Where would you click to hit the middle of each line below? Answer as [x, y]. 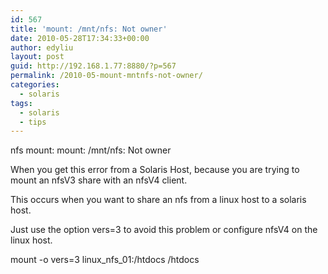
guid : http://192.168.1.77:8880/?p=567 [93, 66]
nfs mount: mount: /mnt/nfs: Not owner [91, 150]
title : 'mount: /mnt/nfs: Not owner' [89, 29]
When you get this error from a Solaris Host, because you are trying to [155, 170]
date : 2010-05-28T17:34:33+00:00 [80, 38]
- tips [33, 122]
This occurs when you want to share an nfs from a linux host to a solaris [158, 200]
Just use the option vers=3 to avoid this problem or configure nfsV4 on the [164, 230]
